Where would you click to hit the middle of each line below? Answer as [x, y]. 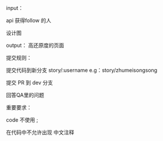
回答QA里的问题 [25, 95]
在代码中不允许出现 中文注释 [40, 132]
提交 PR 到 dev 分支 [30, 82]
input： [15, 8]
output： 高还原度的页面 [35, 45]
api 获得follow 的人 [29, 20]
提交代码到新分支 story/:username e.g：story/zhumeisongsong [82, 70]
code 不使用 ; [22, 120]
